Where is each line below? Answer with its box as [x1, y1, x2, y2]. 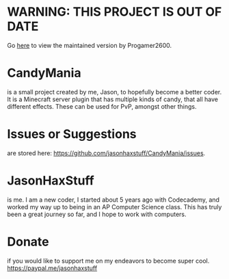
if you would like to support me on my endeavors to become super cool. [7, 256, 210, 265]
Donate [7, 234, 49, 250]
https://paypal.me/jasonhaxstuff [7, 264, 98, 272]
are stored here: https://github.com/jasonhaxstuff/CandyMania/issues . [7, 148, 206, 157]
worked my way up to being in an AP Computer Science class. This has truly [7, 202, 222, 211]
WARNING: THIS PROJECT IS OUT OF [7, 4, 222, 20]
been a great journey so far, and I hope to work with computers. [7, 210, 187, 218]
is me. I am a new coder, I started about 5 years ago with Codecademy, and [7, 196, 220, 204]
